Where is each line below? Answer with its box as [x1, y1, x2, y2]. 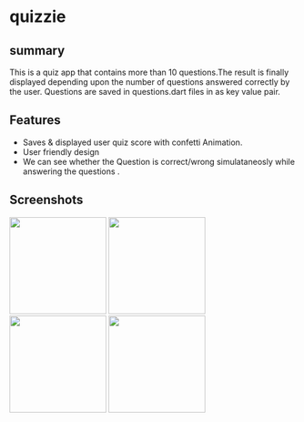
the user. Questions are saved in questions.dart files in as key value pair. [9, 87, 280, 97]
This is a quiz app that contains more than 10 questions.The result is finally [9, 67, 289, 77]
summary [9, 43, 66, 58]
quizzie [9, 6, 66, 27]
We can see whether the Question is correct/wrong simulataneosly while [22, 156, 296, 167]
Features [9, 112, 61, 129]
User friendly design [22, 146, 100, 157]
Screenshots [9, 192, 84, 208]
